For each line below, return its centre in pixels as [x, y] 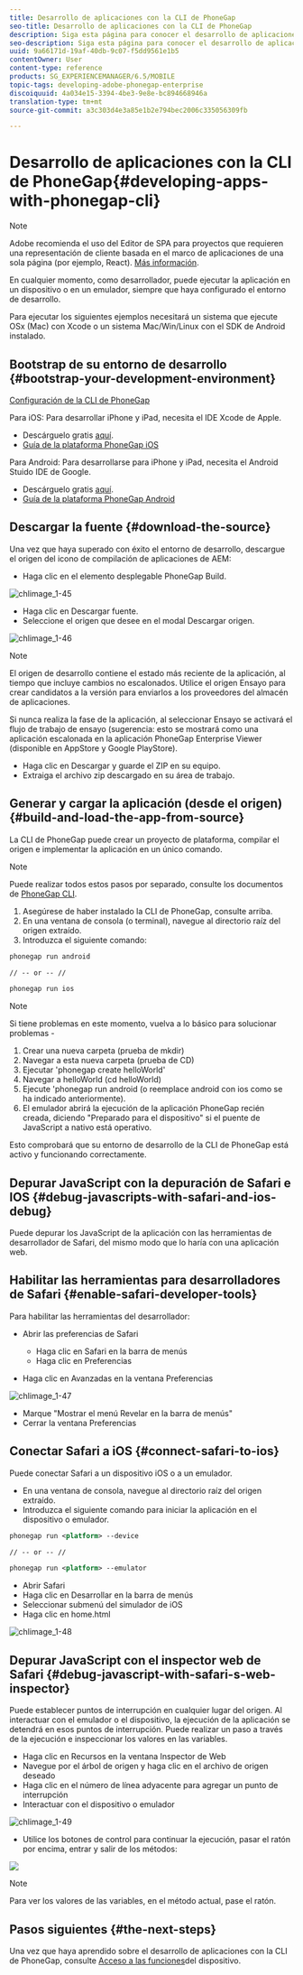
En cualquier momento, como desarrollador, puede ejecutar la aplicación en [150, 280]
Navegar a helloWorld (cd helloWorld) [92, 1080]
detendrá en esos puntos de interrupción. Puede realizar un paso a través [146, 1729]
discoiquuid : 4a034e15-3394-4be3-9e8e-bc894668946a [108, 93]
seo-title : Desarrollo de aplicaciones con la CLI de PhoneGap [131, 26]
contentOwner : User [46, 60]
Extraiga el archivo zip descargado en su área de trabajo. [129, 775]
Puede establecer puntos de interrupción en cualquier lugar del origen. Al [146, 1711]
